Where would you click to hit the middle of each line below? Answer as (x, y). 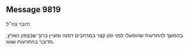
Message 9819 (33, 10)
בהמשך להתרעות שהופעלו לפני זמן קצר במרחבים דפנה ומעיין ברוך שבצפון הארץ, (95, 35)
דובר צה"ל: (18, 24)
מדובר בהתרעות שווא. (30, 41)
